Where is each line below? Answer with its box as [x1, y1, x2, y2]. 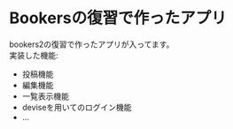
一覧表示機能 [21, 90, 69, 102]
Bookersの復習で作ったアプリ [9, 8, 228, 28]
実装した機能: [9, 49, 59, 60]
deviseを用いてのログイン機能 [21, 102, 132, 112]
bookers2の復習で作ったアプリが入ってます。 [9, 39, 175, 49]
